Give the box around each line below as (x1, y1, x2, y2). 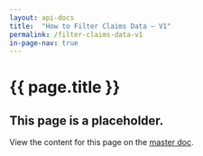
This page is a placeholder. (9, 113, 164, 128)
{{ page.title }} (9, 78, 121, 97)
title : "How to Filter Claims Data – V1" (9, 22, 171, 31)
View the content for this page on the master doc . (9, 137, 194, 148)
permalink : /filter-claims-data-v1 (9, 30, 143, 39)
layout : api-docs (9, 13, 75, 23)
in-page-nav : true (9, 38, 78, 48)
